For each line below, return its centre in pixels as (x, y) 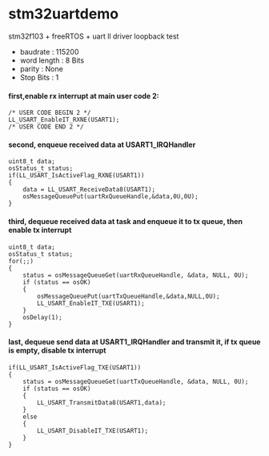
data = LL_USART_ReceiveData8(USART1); (89, 189)
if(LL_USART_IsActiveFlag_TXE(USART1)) (75, 367)
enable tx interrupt (40, 230)
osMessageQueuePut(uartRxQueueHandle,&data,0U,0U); (110, 197)
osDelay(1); (42, 317)
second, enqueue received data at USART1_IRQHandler (102, 145)
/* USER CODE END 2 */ (46, 127)
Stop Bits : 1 (39, 77)
